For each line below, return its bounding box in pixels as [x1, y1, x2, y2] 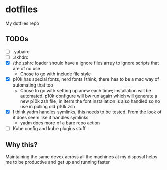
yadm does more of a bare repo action [20, 120, 100, 126]
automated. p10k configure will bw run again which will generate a [20, 93, 157, 99]
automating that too [12, 82, 54, 88]
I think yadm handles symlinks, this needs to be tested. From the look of [12, 109, 162, 115]
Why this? [5, 140, 38, 149]
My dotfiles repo [5, 20, 39, 26]
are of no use [12, 65, 40, 71]
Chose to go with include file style [20, 71, 91, 77]
